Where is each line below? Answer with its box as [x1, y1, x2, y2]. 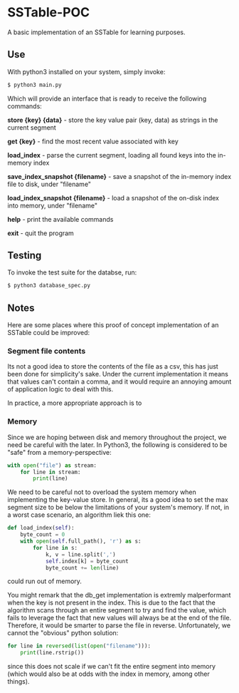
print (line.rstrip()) [20, 650, 84, 657]
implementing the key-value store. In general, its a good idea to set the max [7, 496, 229, 504]
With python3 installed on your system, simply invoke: [7, 67, 166, 76]
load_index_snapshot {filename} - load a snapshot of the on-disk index [7, 193, 219, 202]
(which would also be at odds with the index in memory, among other [7, 669, 210, 678]
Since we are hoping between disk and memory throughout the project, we [7, 433, 227, 441]
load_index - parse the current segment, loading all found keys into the [7, 150, 217, 159]
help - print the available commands [7, 215, 114, 223]
